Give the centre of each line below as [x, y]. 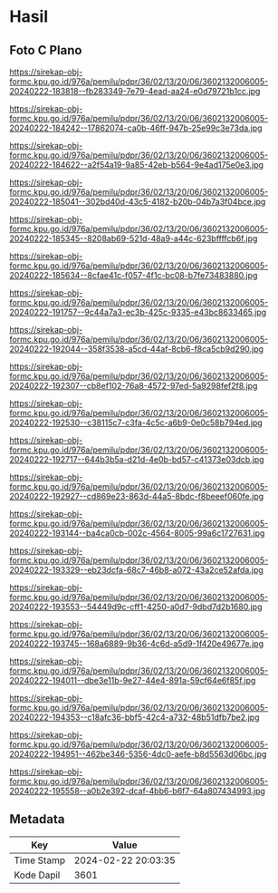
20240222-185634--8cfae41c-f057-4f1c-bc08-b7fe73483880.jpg [134, 275]
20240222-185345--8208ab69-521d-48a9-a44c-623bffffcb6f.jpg [134, 238]
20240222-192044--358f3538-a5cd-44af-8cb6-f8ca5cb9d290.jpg [137, 349]
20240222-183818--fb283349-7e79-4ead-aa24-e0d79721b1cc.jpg [135, 91]
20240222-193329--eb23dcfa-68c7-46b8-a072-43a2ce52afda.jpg [137, 570]
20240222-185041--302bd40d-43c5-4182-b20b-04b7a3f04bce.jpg [138, 202]
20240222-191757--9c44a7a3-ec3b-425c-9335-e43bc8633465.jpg [138, 312]
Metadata [37, 819]
